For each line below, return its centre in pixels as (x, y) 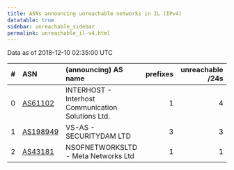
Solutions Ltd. (87, 117)
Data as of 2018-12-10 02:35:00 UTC (60, 53)
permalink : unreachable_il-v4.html (59, 33)
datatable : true (31, 20)
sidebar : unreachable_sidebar (51, 26)
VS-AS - (80, 128)
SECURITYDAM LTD (98, 136)
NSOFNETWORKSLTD (101, 148)
